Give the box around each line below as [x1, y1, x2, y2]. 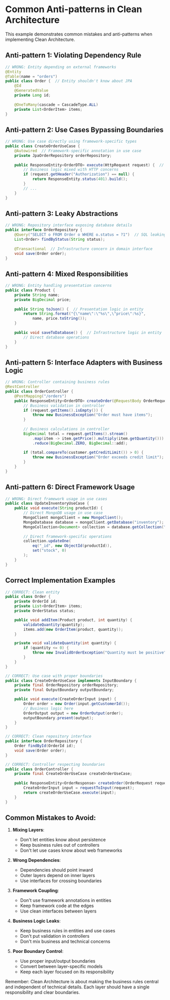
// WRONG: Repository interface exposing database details [5, 223, 133, 228]
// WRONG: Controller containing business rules [5, 379, 110, 385]
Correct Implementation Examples [5, 576, 115, 585]
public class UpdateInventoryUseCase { [5, 501, 90, 506]
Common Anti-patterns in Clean [5, 4, 143, 15]
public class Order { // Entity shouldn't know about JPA [5, 78, 133, 84]
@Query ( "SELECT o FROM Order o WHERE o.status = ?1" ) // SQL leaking [14, 232, 166, 237]
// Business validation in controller [23, 403, 105, 408]
